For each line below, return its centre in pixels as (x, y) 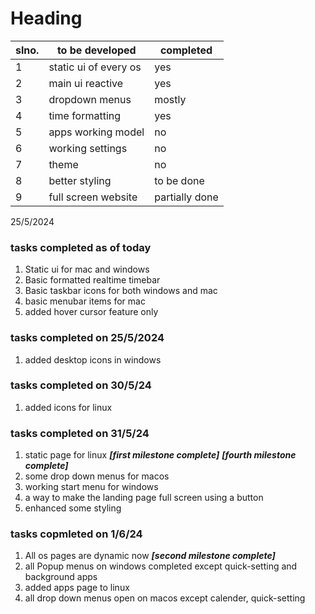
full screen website (93, 197)
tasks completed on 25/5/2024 (87, 338)
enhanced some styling (73, 508)
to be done (179, 180)
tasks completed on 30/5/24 (81, 385)
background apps (61, 577)
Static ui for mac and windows (87, 269)
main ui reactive (86, 83)
